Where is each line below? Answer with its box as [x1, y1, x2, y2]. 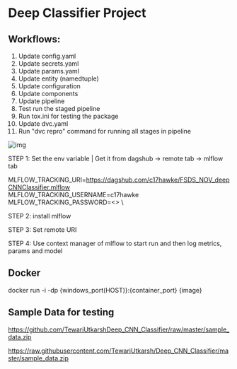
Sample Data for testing [8, 306, 115, 319]
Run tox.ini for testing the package [18, 112, 119, 120]
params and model [8, 247, 63, 255]
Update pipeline [18, 97, 65, 105]
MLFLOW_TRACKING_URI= [8, 175, 87, 184]
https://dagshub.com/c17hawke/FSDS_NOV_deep [86, 175, 230, 184]
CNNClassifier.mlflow [8, 183, 70, 192]
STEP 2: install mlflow [8, 212, 71, 220]
